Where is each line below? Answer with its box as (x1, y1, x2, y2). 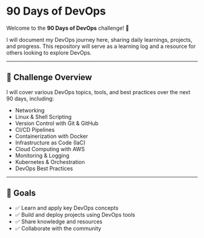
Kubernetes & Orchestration (15, 158, 85, 165)
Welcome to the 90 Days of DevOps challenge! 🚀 (6, 24, 129, 32)
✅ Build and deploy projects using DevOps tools (15, 211, 135, 218)
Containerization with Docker (15, 132, 88, 140)
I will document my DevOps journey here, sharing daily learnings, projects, (6, 36, 192, 43)
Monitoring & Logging (15, 152, 70, 159)
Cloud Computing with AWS (15, 145, 85, 152)
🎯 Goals (6, 188, 36, 199)
